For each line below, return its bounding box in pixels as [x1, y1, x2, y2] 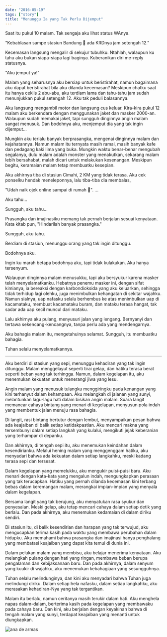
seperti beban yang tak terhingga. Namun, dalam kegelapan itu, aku [5, 371, 144, 377]
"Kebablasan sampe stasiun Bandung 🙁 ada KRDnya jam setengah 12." [5, 40, 150, 46]
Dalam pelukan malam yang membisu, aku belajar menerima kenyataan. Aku [5, 550, 162, 556]
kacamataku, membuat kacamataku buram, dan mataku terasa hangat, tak [5, 301, 158, 307]
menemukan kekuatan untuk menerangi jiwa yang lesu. [5, 376, 118, 382]
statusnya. [5, 60, 26, 66]
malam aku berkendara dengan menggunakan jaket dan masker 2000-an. [5, 110, 156, 116]
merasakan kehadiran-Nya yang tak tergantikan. [5, 586, 104, 592]
